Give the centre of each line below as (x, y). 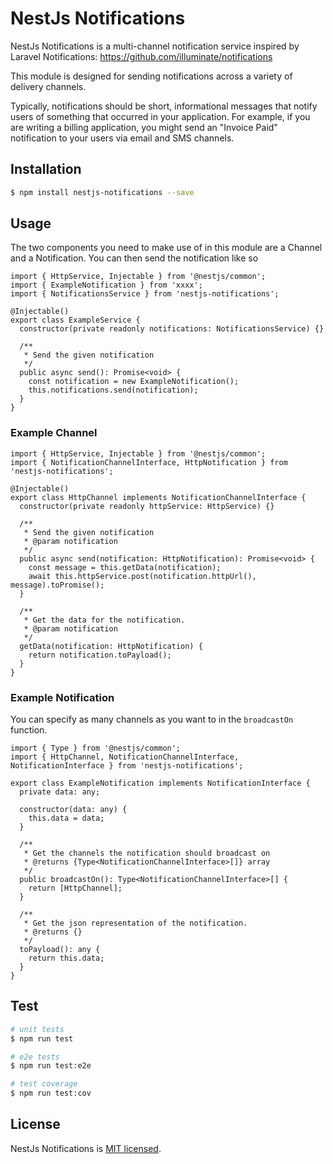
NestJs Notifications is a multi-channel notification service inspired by (155, 46)
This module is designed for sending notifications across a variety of (151, 76)
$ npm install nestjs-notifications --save (102, 192)
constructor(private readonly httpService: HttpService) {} (147, 506)
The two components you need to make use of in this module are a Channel (166, 248)
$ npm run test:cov (51, 1093)
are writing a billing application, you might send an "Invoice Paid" (144, 127)
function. (29, 730)
